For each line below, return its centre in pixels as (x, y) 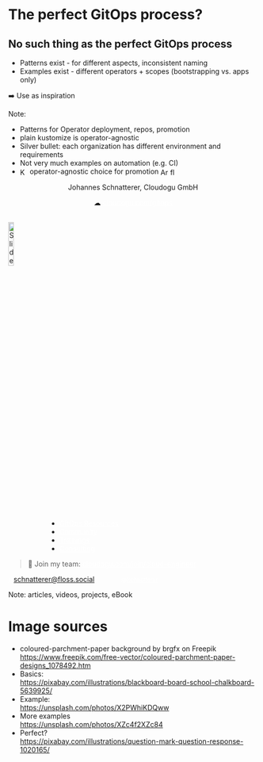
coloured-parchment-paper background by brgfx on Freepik (118, 649)
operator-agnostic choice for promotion (94, 171)
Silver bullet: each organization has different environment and (120, 146)
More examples (45, 716)
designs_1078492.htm (55, 665)
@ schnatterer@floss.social (51, 579)
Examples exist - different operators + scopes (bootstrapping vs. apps (134, 71)
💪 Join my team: (54, 564)
